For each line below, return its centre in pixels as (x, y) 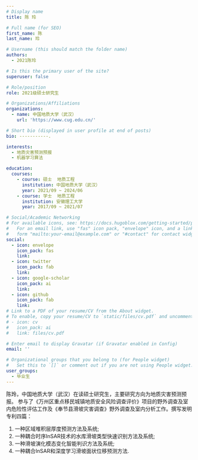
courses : (22, 174)
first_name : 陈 (24, 33)
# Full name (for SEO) (34, 28)
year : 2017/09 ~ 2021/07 (52, 207)
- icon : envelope (33, 245)
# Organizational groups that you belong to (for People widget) (88, 360)
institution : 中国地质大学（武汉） (61, 185)
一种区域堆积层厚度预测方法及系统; (57, 429)
